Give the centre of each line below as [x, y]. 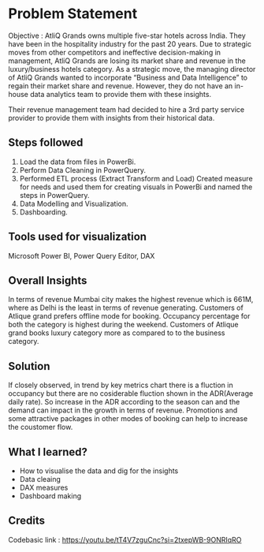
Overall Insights [48, 280]
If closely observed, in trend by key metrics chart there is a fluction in [121, 385]
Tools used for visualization [78, 237]
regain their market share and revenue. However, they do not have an [121, 86]
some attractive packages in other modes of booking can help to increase [128, 419]
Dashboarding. [44, 212]
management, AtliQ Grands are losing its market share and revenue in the [127, 61]
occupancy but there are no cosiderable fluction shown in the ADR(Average [131, 393]
